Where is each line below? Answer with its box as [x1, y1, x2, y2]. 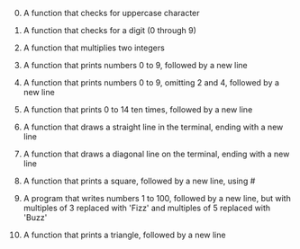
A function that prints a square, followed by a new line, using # [23, 175, 256, 186]
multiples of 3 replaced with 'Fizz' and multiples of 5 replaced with [23, 202, 271, 213]
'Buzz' [23, 212, 48, 223]
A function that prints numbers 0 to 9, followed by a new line [23, 60, 248, 70]
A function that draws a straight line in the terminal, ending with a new [23, 121, 284, 132]
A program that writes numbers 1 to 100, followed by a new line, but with [23, 193, 291, 203]
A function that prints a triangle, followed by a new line [23, 229, 226, 240]
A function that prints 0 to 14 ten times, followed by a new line [23, 104, 253, 115]
